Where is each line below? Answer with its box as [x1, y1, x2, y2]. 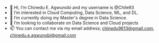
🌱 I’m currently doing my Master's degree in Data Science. [9, 15, 128, 20]
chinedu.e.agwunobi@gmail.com [9, 32, 76, 38]
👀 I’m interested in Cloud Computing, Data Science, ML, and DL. [9, 10, 138, 15]
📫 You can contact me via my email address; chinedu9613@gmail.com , [9, 26, 155, 31]
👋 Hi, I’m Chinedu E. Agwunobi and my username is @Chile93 [9, 5, 135, 10]
